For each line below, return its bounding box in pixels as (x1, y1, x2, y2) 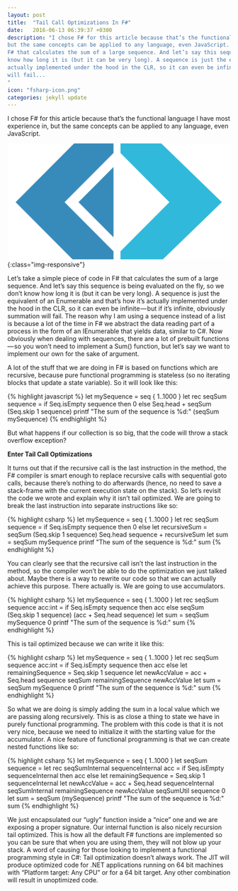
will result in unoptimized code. (7, 875, 98, 884)
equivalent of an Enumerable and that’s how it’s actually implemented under (7, 296, 228, 305)
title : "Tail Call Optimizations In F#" (7, 18, 132, 26)
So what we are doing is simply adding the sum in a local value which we (7, 704, 220, 713)
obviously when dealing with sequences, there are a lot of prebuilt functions (7, 334, 229, 342)
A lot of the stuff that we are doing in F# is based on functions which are (7, 363, 218, 372)
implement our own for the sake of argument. (7, 349, 140, 358)
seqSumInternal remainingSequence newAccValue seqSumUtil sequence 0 (7, 786, 226, 795)
